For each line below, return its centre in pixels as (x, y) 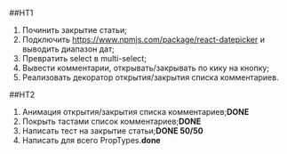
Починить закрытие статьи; (74, 30)
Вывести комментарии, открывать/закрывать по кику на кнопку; (145, 68)
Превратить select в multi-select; (84, 58)
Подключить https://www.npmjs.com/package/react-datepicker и (143, 40)
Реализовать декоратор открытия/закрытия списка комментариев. (150, 77)
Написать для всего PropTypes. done (92, 140)
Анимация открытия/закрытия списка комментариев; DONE (136, 112)
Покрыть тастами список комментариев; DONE (112, 121)
